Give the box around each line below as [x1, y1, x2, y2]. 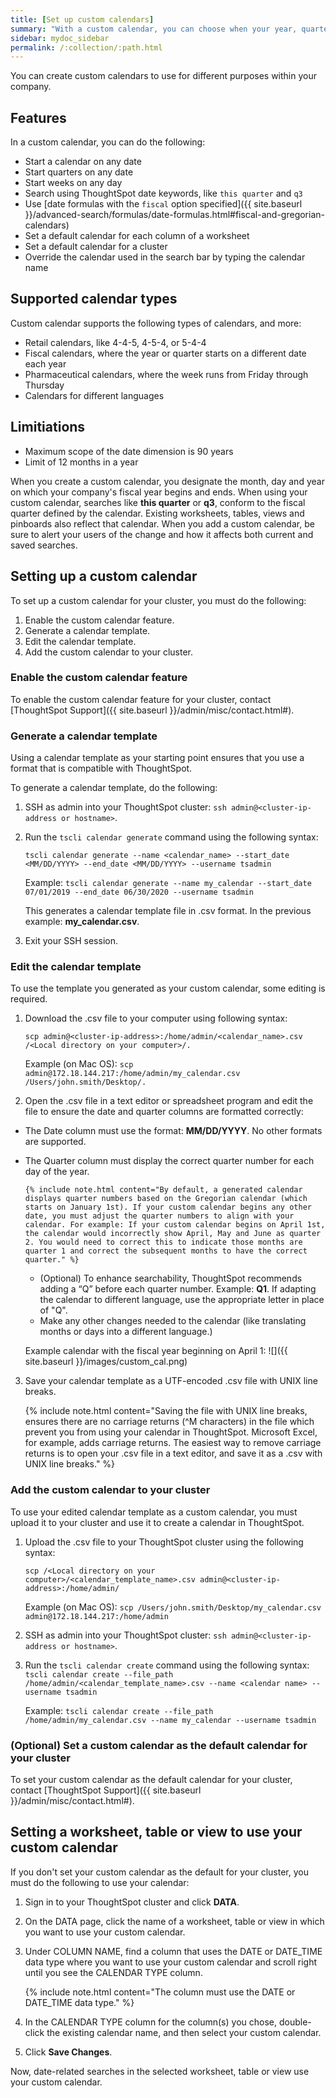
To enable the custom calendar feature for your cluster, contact [10, 693, 272, 705]
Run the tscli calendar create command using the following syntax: [24, 1659, 310, 1671]
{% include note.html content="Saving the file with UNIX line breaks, [24, 1405, 308, 1417]
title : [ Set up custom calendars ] [10, 14, 155, 25]
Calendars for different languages [24, 389, 165, 401]
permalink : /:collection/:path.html [10, 42, 163, 53]
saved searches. [10, 539, 78, 551]
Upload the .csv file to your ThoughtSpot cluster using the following [24, 1536, 304, 1548]
